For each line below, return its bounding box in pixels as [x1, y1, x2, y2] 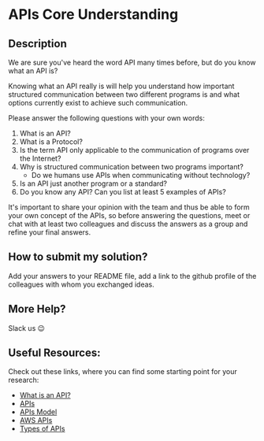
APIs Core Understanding [8, 6, 179, 24]
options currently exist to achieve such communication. [8, 98, 188, 107]
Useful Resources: [8, 346, 101, 360]
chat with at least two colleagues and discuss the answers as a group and [8, 219, 248, 228]
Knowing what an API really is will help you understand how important [8, 81, 235, 91]
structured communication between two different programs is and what [8, 90, 240, 99]
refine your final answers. [8, 228, 91, 237]
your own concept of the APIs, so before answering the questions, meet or [8, 211, 251, 220]
